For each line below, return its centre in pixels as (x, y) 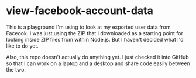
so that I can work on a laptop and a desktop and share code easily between (98, 63)
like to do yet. (23, 46)
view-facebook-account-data (80, 11)
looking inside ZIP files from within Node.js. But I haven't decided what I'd (95, 39)
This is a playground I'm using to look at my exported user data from (88, 27)
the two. (16, 69)
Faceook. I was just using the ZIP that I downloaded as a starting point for (94, 33)
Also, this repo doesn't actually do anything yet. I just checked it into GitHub (97, 57)
